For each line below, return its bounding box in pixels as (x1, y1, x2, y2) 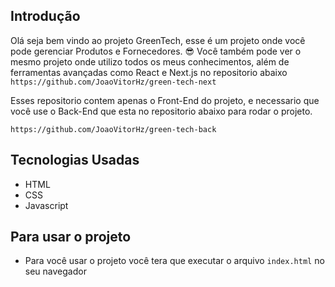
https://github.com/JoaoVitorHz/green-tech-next (10, 77, 217, 87)
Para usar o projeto (10, 229, 132, 246)
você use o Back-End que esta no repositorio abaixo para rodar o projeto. (10, 105, 313, 117)
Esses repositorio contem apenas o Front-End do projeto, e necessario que (10, 94, 320, 106)
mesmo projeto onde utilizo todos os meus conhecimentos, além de (10, 55, 290, 68)
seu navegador (24, 265, 87, 278)
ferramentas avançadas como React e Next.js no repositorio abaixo (10, 66, 288, 78)
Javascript (24, 199, 69, 211)
